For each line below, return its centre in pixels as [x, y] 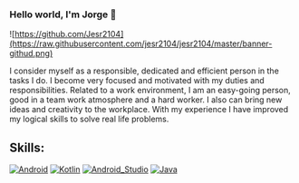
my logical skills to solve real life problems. [89, 119]
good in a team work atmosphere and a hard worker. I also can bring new [146, 100]
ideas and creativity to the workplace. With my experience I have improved [149, 110]
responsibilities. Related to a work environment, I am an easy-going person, [150, 91]
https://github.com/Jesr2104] [69, 34]
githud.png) [31, 53]
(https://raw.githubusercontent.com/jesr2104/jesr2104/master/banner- [141, 43]
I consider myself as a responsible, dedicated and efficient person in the [144, 71]
